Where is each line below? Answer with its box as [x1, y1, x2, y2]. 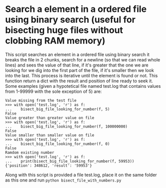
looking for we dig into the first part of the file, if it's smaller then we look [5, 67, 154, 73]
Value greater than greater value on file [5, 115, 94, 120]
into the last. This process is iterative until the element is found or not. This [5, 72, 158, 78]
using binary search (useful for [5, 14, 136, 25]
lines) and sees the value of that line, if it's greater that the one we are [5, 62, 149, 68]
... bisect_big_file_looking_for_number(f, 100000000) [5, 124, 128, 129]
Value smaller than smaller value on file [5, 132, 94, 137]
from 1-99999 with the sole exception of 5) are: [5, 88, 102, 94]
